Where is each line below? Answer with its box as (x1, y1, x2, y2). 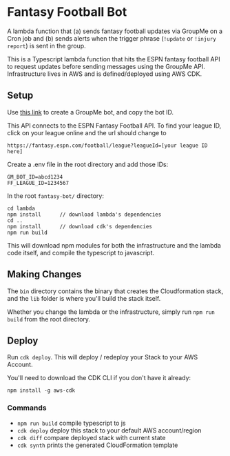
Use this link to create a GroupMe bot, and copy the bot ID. (7, 108, 174, 116)
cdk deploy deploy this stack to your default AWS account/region (17, 426, 202, 435)
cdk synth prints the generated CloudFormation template (17, 441, 178, 449)
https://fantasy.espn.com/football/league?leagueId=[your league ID (7, 142, 208, 149)
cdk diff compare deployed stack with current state (17, 433, 166, 442)
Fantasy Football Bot (7, 4, 127, 20)
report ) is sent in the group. (7, 41, 86, 50)
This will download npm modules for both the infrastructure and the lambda (7, 241, 222, 249)
